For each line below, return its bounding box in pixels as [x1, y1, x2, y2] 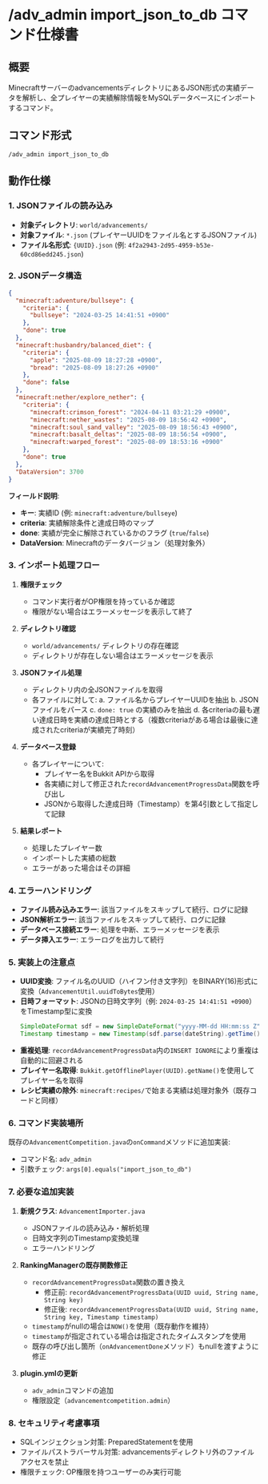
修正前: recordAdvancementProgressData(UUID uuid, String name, [43, 1287, 259, 1296]
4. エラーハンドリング [8, 885, 92, 896]
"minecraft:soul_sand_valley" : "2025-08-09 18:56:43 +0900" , [29, 423, 238, 431]
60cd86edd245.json [19, 250, 82, 259]
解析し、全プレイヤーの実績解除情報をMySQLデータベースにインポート [22, 93, 257, 103]
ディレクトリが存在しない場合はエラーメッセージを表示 [31, 651, 214, 660]
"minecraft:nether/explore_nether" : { [15, 393, 146, 401]
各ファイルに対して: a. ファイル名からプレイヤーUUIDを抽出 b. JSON [31, 695, 258, 704]
